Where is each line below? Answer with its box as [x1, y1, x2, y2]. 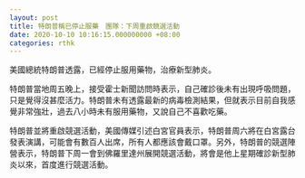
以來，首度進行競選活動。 [16, 159, 113, 170]
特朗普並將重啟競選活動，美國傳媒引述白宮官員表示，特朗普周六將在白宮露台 [9, 126, 296, 136]
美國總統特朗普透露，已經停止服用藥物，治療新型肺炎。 [9, 64, 216, 75]
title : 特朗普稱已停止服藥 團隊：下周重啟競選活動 [9, 22, 180, 31]
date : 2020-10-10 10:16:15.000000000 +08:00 [9, 30, 181, 39]
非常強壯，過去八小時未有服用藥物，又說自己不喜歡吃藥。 [16, 106, 232, 117]
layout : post [9, 13, 59, 23]
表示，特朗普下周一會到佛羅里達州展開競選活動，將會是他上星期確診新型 [16, 148, 288, 159]
